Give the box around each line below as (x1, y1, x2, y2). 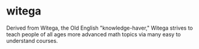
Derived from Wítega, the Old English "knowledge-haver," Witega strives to (6, 24, 194, 31)
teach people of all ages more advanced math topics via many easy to (6, 30, 181, 38)
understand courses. (6, 37, 59, 44)
